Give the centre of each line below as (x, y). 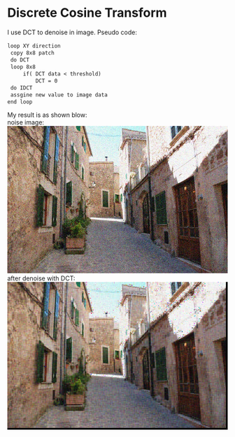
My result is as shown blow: (47, 115)
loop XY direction (34, 46)
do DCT (20, 60)
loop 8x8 (23, 67)
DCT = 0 (47, 81)
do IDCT (21, 88)
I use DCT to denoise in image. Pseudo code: (72, 32)
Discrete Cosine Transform (87, 13)
